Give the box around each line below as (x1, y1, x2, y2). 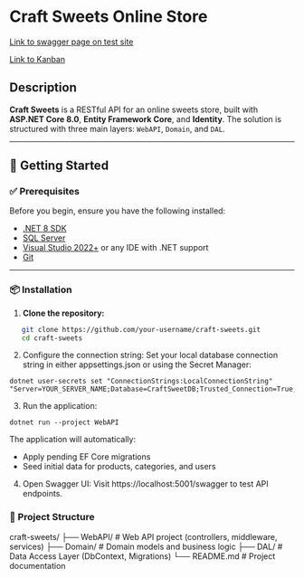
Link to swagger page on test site (9, 36, 134, 47)
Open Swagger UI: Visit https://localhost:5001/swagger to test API (22, 479, 269, 489)
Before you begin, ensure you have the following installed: (9, 205, 226, 216)
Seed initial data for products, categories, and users (22, 461, 216, 472)
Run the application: (22, 401, 98, 412)
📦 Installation (9, 283, 72, 296)
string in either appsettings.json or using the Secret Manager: (22, 359, 252, 370)
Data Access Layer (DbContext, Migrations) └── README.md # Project (9, 550, 276, 562)
